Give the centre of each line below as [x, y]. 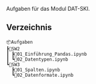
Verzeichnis [29, 27]
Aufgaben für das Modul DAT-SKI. [48, 9]
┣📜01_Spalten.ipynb [36, 70]
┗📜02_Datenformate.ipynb [43, 75]
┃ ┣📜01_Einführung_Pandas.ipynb [46, 54]
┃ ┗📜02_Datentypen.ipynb [37, 59]
